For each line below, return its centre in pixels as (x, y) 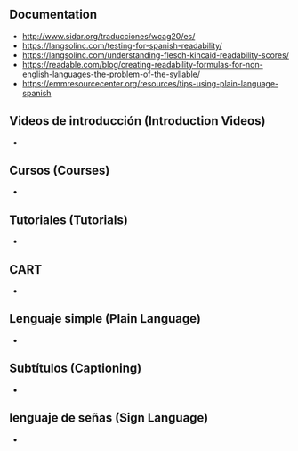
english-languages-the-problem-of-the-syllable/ (111, 74)
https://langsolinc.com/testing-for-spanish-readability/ (122, 45)
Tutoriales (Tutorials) (69, 220)
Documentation (53, 15)
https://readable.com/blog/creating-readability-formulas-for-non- (143, 64)
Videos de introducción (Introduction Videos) (137, 121)
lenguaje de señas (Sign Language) (109, 418)
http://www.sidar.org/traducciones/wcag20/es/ (109, 36)
